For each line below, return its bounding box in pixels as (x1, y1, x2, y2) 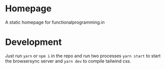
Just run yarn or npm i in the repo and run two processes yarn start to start (5, 53, 161, 59)
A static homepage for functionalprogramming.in (5, 19, 105, 25)
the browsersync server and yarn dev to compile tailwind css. (5, 58, 131, 64)
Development (5, 36, 62, 48)
